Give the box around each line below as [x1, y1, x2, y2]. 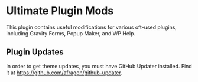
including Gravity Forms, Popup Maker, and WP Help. [6, 29, 136, 37]
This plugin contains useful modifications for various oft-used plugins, [6, 24, 177, 31]
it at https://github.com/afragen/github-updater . [6, 69, 122, 76]
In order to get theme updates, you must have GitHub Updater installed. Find [6, 63, 192, 70]
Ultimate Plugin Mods [6, 4, 114, 18]
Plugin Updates [6, 47, 64, 57]
